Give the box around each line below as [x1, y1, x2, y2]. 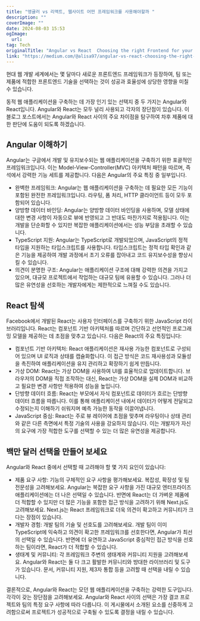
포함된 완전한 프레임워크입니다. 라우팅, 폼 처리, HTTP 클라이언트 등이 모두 [14, 192, 186, 199]
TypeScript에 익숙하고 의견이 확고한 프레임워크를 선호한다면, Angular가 [14, 528, 182, 536]
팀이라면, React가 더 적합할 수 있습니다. [26, 543, 118, 550]
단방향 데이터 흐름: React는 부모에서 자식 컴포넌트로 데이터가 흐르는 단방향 [14, 390, 188, 397]
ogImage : [6, 31, 28, 37]
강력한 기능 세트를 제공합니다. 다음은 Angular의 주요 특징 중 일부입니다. [21, 172, 187, 179]
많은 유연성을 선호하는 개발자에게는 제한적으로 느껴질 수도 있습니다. [14, 282, 171, 289]
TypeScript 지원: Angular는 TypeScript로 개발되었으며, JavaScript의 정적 [14, 237, 188, 244]
